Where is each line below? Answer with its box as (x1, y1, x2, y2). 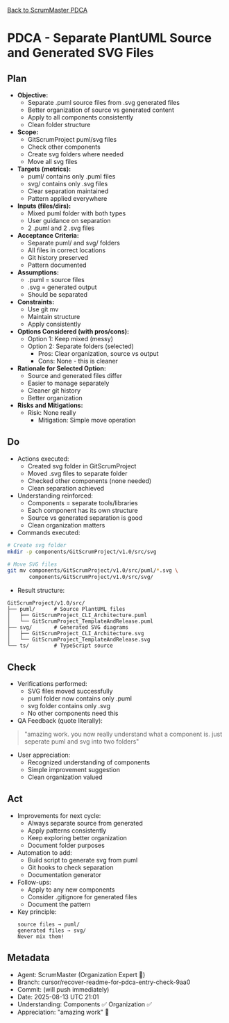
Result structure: (17, 587, 65, 595)
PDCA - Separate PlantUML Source (7, 31, 212, 46)
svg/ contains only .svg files (27, 180, 108, 188)
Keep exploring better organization (27, 833, 127, 842)
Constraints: (17, 298, 55, 306)
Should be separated (27, 290, 88, 298)
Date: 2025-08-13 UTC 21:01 (17, 992, 99, 1001)
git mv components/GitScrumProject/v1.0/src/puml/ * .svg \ (7, 567, 178, 574)
